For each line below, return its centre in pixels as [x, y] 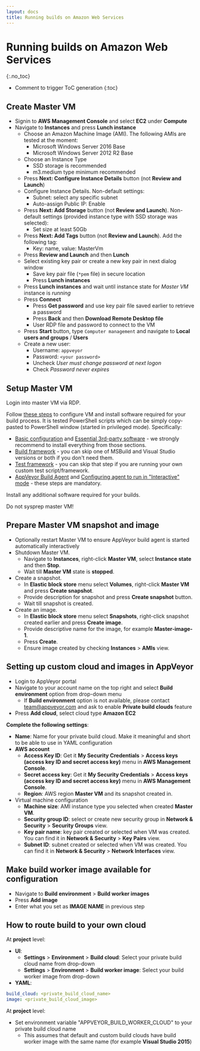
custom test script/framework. [52, 470]
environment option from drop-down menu [68, 694]
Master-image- [173, 629]
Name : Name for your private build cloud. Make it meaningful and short [103, 736]
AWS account [32, 749]
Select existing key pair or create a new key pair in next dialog [100, 261]
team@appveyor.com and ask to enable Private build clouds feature [108, 706]
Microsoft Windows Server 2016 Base [79, 147]
